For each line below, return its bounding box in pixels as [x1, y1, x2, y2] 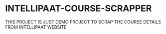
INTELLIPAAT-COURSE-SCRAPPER [5, 3, 152, 14]
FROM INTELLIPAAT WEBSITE [5, 24, 67, 30]
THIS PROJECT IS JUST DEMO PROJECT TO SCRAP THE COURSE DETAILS [5, 19, 161, 25]
